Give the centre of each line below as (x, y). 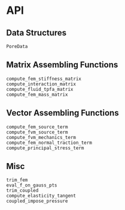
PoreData (17, 46)
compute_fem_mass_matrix (37, 94)
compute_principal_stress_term (45, 148)
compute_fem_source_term (37, 127)
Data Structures (36, 33)
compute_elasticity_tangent (41, 196)
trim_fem (17, 180)
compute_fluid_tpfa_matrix (40, 89)
